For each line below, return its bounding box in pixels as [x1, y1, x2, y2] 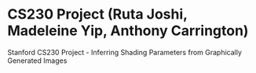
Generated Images [7, 56, 68, 65]
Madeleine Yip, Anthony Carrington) [7, 22, 249, 40]
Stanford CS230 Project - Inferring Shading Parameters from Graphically [7, 47, 243, 57]
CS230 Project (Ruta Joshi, [7, 5, 188, 23]
